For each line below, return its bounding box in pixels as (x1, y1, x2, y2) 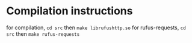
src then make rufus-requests (6, 30, 80, 37)
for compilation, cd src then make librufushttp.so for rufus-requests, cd (6, 24, 187, 31)
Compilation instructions (6, 4, 133, 18)
